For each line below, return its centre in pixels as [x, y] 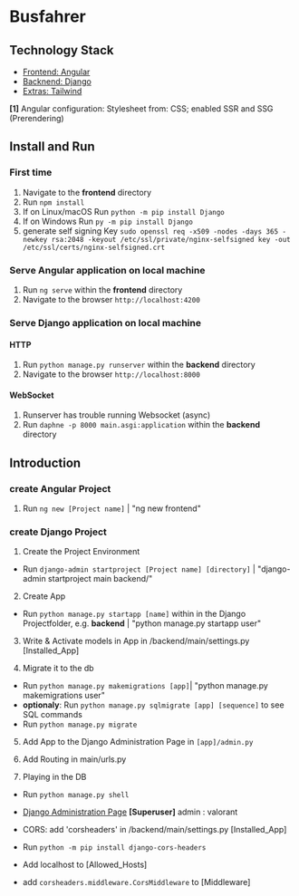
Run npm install [53, 202]
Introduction [45, 462]
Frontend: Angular [56, 72]
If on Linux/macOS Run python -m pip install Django [123, 211]
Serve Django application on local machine [106, 323]
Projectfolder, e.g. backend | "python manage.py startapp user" [142, 623]
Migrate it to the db [58, 669]
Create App [44, 596]
